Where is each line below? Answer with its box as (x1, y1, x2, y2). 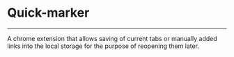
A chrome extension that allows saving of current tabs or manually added (7, 34, 217, 42)
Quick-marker (7, 5, 90, 21)
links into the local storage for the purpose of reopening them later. (7, 42, 200, 50)
